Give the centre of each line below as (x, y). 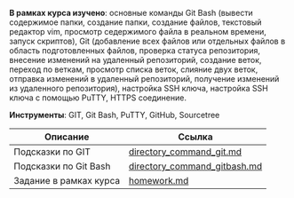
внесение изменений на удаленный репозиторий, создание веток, (135, 60)
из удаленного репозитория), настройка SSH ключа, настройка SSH (139, 88)
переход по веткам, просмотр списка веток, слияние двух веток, (134, 69)
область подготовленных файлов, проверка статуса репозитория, (135, 51)
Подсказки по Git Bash (62, 166)
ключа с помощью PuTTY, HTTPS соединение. (98, 98)
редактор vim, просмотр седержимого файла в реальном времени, (138, 32)
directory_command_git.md (185, 152)
